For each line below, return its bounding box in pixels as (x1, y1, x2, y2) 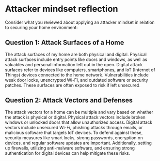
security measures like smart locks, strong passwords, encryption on (5, 134, 143, 141)
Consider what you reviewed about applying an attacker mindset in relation (5, 19, 155, 25)
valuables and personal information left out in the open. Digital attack (5, 61, 143, 67)
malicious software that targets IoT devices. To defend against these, (5, 130, 143, 135)
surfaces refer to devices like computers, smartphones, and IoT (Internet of (5, 67, 155, 73)
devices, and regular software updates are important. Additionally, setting (5, 140, 152, 146)
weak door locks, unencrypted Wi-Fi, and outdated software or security (5, 77, 148, 83)
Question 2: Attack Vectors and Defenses (5, 96, 133, 104)
